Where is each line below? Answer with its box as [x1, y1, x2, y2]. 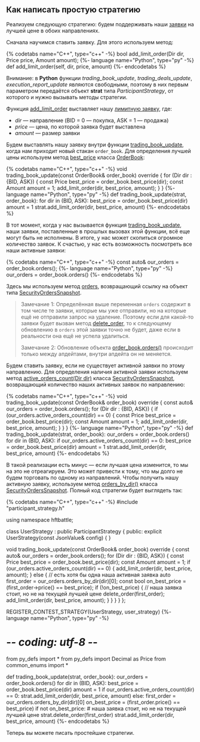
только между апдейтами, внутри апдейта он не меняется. [20, 350, 172, 358]
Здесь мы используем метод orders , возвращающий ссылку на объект [6, 282, 188, 289]
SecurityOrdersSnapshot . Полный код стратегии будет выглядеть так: [6, 487, 183, 494]
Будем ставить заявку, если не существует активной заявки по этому [6, 362, 185, 369]
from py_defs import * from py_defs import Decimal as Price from [6, 655, 166, 662]
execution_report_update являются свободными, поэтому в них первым [6, 81, 189, 88]
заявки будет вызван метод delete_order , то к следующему [20, 319, 172, 326]
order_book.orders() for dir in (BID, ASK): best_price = [6, 679, 139, 686]
